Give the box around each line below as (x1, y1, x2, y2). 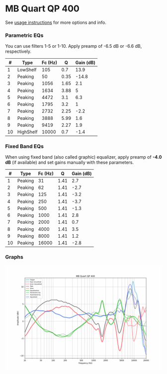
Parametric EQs (5, 32, 44, 39)
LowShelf (17, 67, 37, 73)
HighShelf (17, 129, 38, 135)
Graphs (5, 254, 23, 261)
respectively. (5, 48, 31, 55)
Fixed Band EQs (5, 143, 44, 150)
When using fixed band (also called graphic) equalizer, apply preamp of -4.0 (5, 154, 162, 160)
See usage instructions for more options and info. (5, 19, 107, 25)
